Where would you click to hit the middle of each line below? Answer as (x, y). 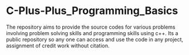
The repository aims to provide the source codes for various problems (91, 27)
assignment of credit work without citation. (58, 46)
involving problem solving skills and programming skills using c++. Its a (92, 33)
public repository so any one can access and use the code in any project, (95, 39)
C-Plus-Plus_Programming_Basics (92, 11)
